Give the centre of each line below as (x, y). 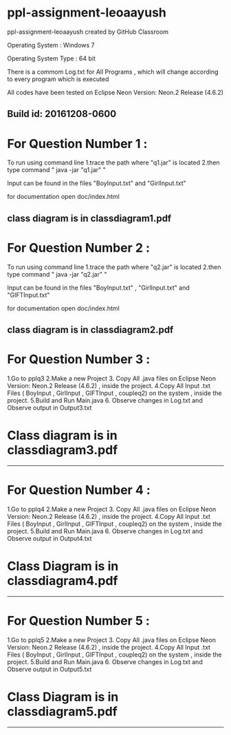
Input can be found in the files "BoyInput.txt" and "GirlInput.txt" (97, 183)
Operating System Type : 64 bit (52, 58)
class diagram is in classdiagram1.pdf (89, 218)
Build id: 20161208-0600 (62, 114)
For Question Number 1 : (77, 143)
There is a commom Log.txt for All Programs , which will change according (113, 72)
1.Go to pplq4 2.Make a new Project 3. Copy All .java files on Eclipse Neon (112, 509)
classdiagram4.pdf (63, 580)
